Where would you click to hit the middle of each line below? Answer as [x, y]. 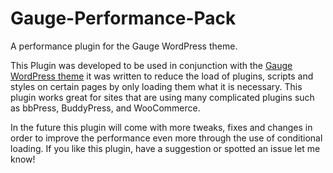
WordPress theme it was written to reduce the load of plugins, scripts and [162, 76]
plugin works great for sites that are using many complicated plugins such [162, 97]
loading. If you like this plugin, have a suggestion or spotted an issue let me [165, 148]
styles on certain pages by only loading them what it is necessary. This [156, 86]
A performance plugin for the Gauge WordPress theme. [124, 46]
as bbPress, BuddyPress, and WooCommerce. [105, 108]
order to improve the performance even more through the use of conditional [166, 138]
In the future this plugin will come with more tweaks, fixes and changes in [161, 127]
